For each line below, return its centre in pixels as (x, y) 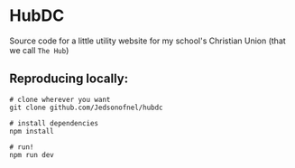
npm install (32, 131)
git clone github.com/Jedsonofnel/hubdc (87, 107)
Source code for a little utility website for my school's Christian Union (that (147, 41)
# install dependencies (54, 123)
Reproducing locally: (69, 79)
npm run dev (32, 154)
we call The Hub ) (39, 50)
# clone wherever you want (60, 99)
